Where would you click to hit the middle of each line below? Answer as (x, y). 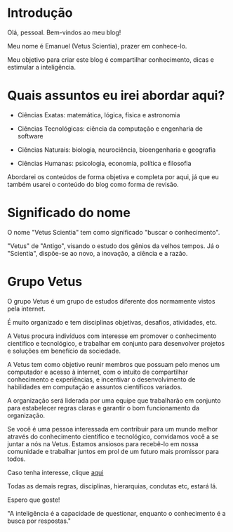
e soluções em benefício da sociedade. (64, 351)
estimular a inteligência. (41, 67)
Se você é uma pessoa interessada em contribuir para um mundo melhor (113, 429)
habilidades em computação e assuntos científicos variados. (95, 387)
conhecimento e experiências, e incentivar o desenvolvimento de (101, 379)
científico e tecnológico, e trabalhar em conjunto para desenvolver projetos (116, 343)
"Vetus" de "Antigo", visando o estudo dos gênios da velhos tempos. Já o (113, 246)
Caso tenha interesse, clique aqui (55, 472)
